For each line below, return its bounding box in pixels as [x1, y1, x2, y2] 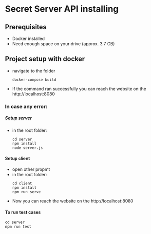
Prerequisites [5, 23, 47, 31]
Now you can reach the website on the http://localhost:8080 [12, 198, 133, 204]
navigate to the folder [12, 68, 56, 73]
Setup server [5, 115, 32, 121]
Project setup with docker [5, 55, 85, 63]
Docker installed [12, 36, 45, 41]
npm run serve [12, 189, 41, 194]
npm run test [5, 224, 32, 229]
